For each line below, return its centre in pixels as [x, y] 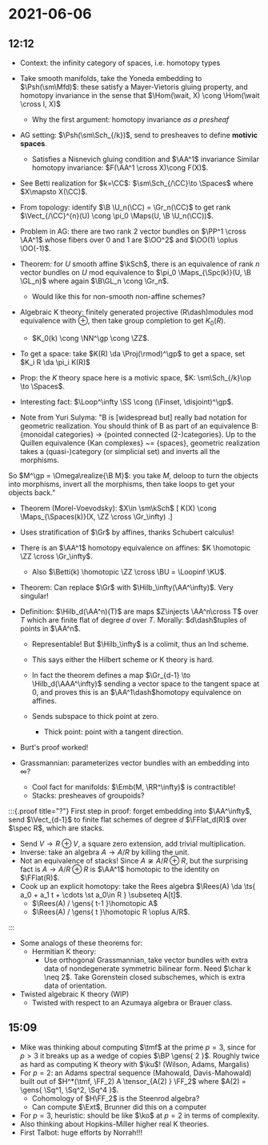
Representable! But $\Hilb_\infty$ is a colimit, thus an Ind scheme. [140, 644]
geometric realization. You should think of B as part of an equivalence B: [139, 425]
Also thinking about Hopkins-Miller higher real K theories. [114, 1123]
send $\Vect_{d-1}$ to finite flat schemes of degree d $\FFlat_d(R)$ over [128, 819]
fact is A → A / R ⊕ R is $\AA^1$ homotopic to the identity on [120, 869]
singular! [34, 595]
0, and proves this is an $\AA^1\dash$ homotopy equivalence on [136, 692]
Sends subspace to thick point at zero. [95, 716]
